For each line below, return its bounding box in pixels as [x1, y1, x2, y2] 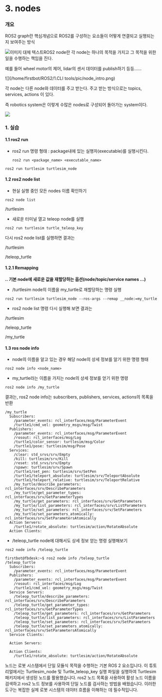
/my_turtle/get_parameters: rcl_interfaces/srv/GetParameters [14, 499, 142, 504]
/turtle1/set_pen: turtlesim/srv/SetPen [14, 469, 97, 474]
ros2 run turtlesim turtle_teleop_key [5, 226, 83, 230]
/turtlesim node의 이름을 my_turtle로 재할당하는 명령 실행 [12, 287, 122, 292]
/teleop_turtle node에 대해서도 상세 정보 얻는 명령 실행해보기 [12, 538, 128, 544]
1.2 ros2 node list [5, 177, 40, 182]
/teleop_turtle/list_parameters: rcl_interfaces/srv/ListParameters [14, 616, 155, 620]
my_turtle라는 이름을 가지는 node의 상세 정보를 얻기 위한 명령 [12, 375, 129, 381]
